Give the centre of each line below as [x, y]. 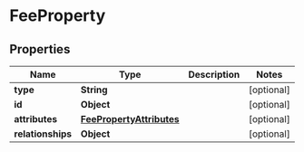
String [94, 90]
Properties [40, 49]
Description [214, 75]
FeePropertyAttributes [130, 119]
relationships [43, 134]
